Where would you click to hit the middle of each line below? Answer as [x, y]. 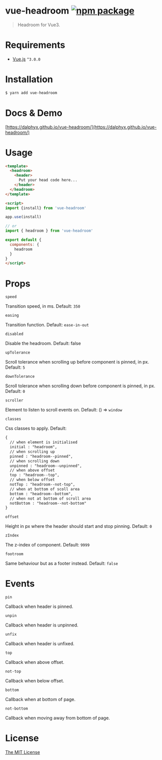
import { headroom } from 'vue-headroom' [49, 231]
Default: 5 [15, 367]
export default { [23, 240]
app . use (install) [23, 217]
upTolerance [18, 353]
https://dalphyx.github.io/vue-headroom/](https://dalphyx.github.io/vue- [82, 127]
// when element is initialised [44, 442]
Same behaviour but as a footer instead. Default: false [62, 564]
